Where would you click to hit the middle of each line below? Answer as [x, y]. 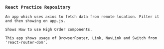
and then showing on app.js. [35, 21]
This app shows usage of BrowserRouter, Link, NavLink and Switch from [81, 38]
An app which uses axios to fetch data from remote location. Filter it [82, 17]
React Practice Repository [38, 7]
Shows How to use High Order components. [49, 30]
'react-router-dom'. [27, 43]
